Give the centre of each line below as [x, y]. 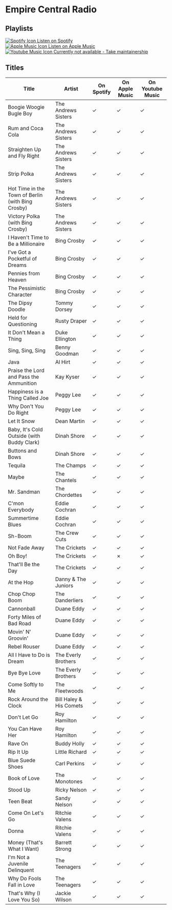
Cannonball [22, 608]
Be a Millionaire [26, 244]
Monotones [69, 781]
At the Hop [21, 582]
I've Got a [19, 252]
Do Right [18, 413]
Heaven [17, 280]
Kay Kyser [67, 377]
